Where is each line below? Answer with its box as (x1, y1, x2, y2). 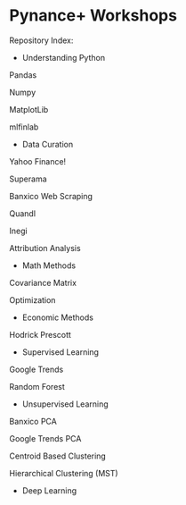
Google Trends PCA (9, 433, 82, 443)
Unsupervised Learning (21, 399, 109, 409)
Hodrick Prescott (9, 329, 71, 340)
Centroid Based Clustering (9, 450, 107, 461)
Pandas (9, 69, 37, 80)
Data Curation (21, 139, 74, 149)
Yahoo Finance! (9, 156, 67, 166)
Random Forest (9, 381, 65, 391)
